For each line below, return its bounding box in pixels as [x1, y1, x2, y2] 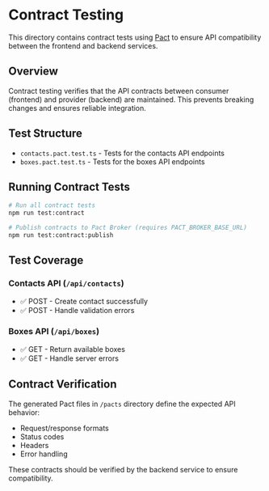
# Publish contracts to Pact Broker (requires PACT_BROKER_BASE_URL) [8, 224, 248, 232]
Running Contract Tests [8, 180, 131, 193]
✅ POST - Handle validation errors [19, 305, 135, 315]
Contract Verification [8, 378, 117, 392]
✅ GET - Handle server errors [19, 353, 120, 363]
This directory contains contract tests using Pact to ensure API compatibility [8, 32, 262, 42]
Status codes [19, 431, 65, 442]
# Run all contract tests [8, 201, 95, 210]
